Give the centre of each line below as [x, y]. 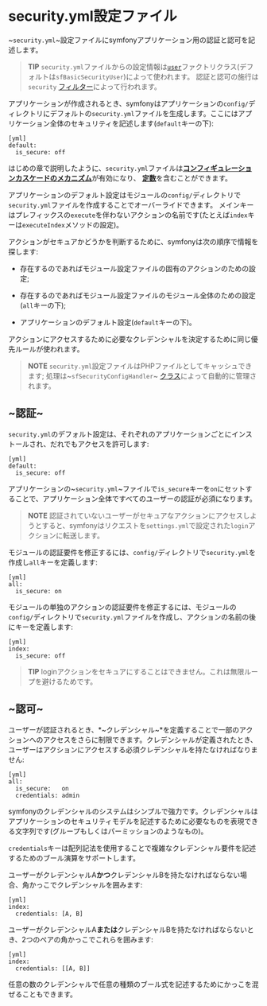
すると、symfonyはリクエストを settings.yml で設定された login [145, 525]
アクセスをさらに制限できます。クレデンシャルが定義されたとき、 [150, 740]
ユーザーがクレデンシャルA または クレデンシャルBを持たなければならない [128, 929]
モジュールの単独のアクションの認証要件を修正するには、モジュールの [122, 607]
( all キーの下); [43, 305]
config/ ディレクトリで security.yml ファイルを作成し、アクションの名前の [129, 616]
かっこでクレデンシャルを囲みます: [86, 884]
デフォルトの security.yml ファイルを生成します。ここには [144, 113]
